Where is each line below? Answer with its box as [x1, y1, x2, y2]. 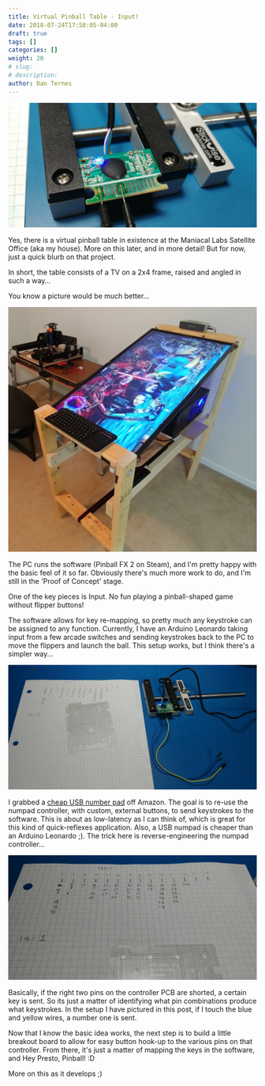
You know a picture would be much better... [8, 291, 150, 301]
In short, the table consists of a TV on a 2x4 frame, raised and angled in [8, 267, 242, 277]
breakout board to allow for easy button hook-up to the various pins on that [8, 1036, 253, 1046]
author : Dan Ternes [8, 79, 73, 87]
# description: [8, 71, 58, 79]
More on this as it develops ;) [8, 1069, 103, 1078]
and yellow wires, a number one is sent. [8, 1012, 137, 1022]
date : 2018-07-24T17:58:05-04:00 [8, 21, 118, 29]
